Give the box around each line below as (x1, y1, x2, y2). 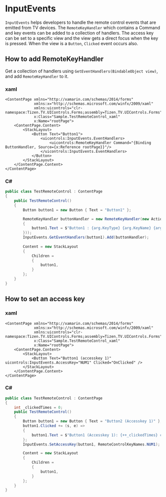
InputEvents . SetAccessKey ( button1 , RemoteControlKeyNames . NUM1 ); (23, 442, 161, 447)
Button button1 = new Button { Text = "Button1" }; (23, 207, 132, 212)
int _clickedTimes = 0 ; (14, 405, 63, 410)
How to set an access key (5, 295, 85, 303)
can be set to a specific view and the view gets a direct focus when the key (5, 35, 159, 41)
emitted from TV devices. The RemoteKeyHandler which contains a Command (5, 24, 161, 30)
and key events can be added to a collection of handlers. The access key (5, 30, 154, 36)
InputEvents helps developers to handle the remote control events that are (5, 19, 157, 25)
